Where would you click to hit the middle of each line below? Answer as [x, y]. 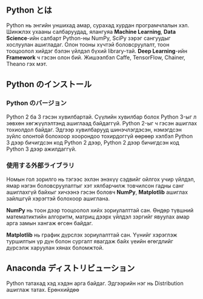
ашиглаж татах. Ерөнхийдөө [43, 289]
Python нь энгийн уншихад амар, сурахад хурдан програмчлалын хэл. [98, 25]
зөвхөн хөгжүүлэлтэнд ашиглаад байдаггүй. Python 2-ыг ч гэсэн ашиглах [102, 123]
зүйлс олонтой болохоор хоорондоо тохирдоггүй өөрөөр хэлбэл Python [99, 136]
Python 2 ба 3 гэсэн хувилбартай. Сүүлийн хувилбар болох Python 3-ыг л [101, 117]
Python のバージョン [36, 103]
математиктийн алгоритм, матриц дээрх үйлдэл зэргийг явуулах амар [98, 217]
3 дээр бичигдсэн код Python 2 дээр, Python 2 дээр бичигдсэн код [93, 142]
